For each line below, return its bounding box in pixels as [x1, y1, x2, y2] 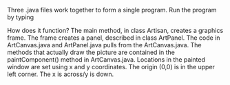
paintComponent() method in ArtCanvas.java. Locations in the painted [7, 56, 205, 64]
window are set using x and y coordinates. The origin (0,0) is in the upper [7, 63, 216, 71]
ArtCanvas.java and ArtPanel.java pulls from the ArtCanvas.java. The [7, 41, 202, 49]
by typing [7, 13, 34, 21]
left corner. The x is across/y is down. [7, 70, 114, 78]
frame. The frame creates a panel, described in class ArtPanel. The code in [7, 34, 220, 42]
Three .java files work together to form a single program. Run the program [7, 6, 217, 14]
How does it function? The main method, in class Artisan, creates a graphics [7, 27, 224, 34]
